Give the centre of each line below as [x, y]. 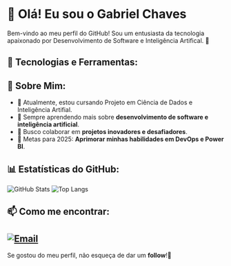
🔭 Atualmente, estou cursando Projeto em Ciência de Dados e [105, 102]
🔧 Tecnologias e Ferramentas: [72, 63]
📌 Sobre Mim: [37, 86]
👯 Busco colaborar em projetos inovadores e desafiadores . [102, 132]
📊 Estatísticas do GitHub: [63, 169]
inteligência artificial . [48, 124]
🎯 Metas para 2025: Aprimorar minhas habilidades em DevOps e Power [120, 139]
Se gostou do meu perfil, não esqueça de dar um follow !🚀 [89, 256]
